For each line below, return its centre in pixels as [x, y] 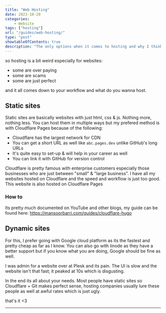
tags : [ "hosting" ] [24, 28]
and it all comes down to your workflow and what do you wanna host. [76, 90]
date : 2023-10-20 [23, 14]
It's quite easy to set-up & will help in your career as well [70, 153]
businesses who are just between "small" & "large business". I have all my [80, 174]
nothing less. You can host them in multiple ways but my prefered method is [82, 123]
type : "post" [19, 38]
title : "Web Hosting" [27, 10]
